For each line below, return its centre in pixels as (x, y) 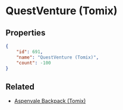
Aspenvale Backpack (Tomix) (50, 101)
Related (20, 87)
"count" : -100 (34, 63)
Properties (26, 33)
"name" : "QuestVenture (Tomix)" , (58, 57)
